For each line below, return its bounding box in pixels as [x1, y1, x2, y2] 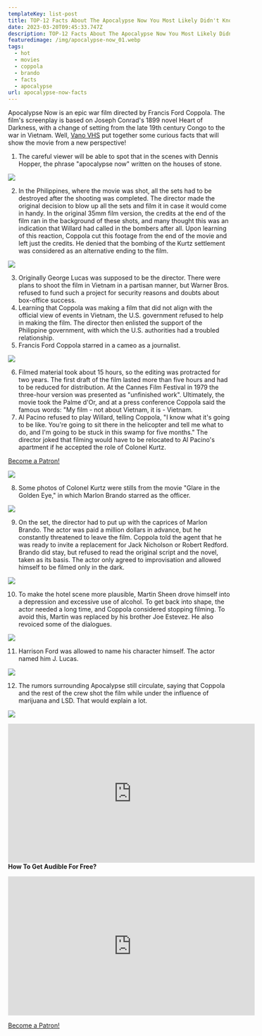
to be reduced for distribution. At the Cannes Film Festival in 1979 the [18, 383, 219, 392]
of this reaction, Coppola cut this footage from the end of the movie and [18, 232, 227, 240]
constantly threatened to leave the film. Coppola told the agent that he [18, 533, 223, 542]
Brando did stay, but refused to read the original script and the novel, [18, 548, 219, 556]
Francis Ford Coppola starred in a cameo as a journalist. [18, 341, 181, 350]
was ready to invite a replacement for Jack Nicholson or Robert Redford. [18, 541, 229, 549]
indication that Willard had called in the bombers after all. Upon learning [18, 224, 227, 233]
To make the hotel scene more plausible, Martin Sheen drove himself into [18, 590, 230, 599]
